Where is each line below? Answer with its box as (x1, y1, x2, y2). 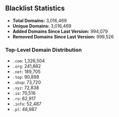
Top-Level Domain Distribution (5, 46, 82, 53)
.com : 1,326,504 (12, 58, 45, 64)
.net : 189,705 (12, 68, 41, 75)
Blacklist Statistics (5, 4, 65, 13)
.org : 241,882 (12, 63, 41, 69)
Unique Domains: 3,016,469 (12, 23, 72, 29)
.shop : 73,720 (12, 80, 41, 86)
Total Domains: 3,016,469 (12, 17, 67, 23)
